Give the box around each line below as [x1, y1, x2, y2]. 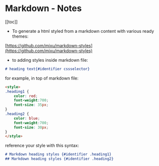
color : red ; [14, 94, 38, 98]
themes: [12, 33, 29, 39]
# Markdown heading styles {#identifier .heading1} [5, 152, 111, 157]
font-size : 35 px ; [14, 102, 49, 108]
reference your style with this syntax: [5, 143, 79, 149]
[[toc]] [5, 19, 18, 25]
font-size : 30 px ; [14, 125, 49, 130]
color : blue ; [14, 116, 40, 121]
